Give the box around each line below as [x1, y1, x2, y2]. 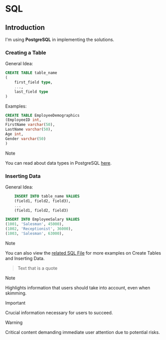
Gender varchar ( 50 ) [5, 136, 46, 141]
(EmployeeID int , [5, 117, 42, 123]
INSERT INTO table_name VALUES [14, 193, 80, 199]
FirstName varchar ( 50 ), [5, 122, 55, 127]
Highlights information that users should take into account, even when [5, 284, 150, 290]
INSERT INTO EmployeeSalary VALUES [5, 217, 80, 222]
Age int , [5, 132, 24, 137]
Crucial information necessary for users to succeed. [5, 309, 113, 316]
